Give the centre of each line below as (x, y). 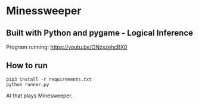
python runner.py (28, 84)
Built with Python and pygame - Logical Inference (100, 33)
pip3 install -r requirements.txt (49, 79)
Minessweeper (44, 11)
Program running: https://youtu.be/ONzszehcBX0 (67, 47)
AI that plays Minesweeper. (39, 96)
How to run (27, 66)
